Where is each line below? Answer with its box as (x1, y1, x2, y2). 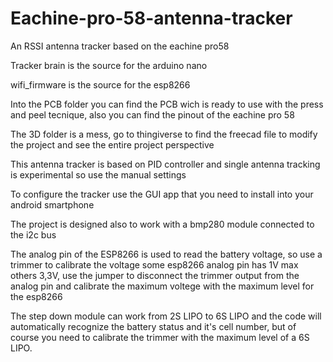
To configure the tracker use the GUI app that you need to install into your (10, 188, 314, 200)
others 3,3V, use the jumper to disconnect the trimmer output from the (10, 269, 300, 281)
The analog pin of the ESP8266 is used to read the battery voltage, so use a (10, 248, 323, 260)
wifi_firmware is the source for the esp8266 (10, 78, 191, 91)
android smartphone (10, 198, 95, 211)
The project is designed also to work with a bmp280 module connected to (10, 218, 315, 230)
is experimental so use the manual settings (10, 168, 187, 181)
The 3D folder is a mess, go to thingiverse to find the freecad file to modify (10, 128, 318, 140)
